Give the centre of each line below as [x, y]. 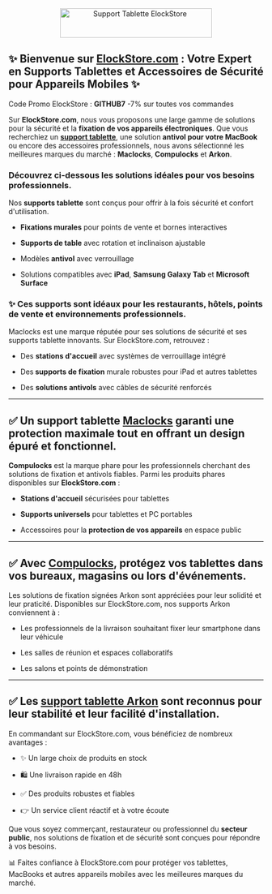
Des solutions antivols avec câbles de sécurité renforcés [116, 388]
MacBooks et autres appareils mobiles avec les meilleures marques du [126, 874]
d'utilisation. [29, 212]
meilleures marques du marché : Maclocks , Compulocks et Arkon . [120, 154]
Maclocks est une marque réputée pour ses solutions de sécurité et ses [128, 332]
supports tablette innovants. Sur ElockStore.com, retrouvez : [109, 341]
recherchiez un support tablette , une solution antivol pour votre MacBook [133, 136]
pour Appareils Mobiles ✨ [74, 84]
